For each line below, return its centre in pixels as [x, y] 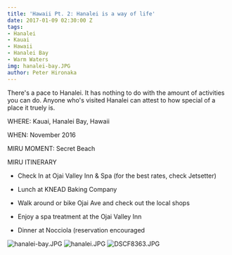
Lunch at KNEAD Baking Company [67, 189]
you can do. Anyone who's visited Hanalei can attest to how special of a [111, 100]
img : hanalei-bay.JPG [39, 66]
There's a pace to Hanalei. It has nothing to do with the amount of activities [116, 93]
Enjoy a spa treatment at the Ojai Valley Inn [79, 216]
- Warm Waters [28, 60]
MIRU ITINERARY [32, 162]
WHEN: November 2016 [41, 135]
